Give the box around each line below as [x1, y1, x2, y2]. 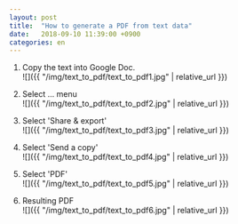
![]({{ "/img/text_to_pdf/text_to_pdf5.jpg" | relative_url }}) [21, 179, 229, 189]
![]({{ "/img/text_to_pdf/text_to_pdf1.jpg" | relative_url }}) [21, 72, 228, 83]
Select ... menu [21, 89, 78, 100]
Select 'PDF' [21, 169, 68, 180]
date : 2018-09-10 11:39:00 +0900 [9, 29, 141, 38]
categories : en [9, 37, 66, 47]
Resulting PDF [21, 196, 75, 206]
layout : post [9, 12, 58, 22]
